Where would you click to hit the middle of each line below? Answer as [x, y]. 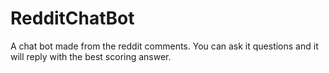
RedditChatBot [72, 18]
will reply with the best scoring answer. [91, 56]
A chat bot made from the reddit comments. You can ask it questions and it [164, 46]
